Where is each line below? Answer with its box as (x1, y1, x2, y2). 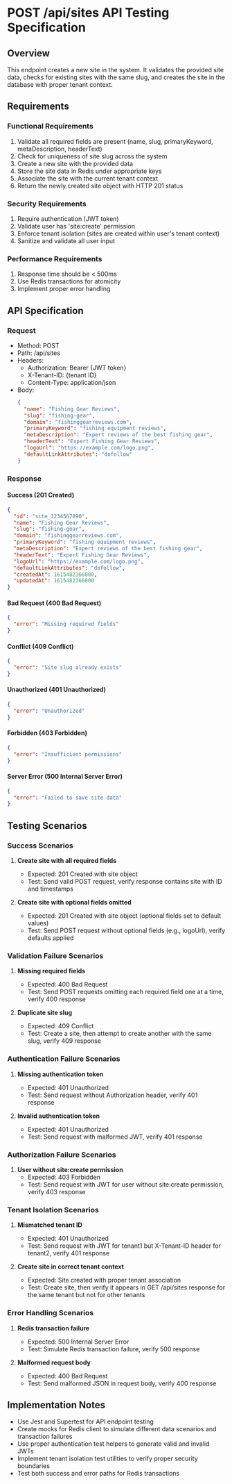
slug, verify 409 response (27, 1037, 102, 1045)
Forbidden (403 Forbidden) (7, 729, 88, 737)
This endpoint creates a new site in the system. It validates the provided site (7, 66, 224, 74)
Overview (7, 47, 51, 59)
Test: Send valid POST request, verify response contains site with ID (27, 877, 223, 886)
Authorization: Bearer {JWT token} (27, 363, 127, 372)
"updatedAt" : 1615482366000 (13, 577, 95, 584)
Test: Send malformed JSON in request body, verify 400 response (27, 1379, 217, 1387)
